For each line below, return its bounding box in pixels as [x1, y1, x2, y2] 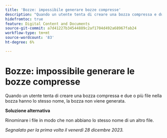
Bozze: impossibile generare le [5, 65, 135, 77]
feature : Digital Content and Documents [5, 21, 90, 26]
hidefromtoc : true [5, 16, 43, 21]
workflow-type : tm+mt [5, 30, 50, 35]
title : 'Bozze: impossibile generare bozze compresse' [5, 7, 121, 12]
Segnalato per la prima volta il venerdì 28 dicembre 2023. [5, 127, 124, 133]
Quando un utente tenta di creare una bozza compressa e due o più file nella [5, 93, 162, 99]
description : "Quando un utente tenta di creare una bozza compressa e [5, 12, 157, 17]
